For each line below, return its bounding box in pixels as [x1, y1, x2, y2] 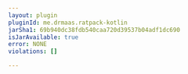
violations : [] [8, 48, 58, 55]
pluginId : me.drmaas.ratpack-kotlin [8, 19, 128, 26]
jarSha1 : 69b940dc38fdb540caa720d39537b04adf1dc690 [8, 26, 180, 33]
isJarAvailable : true [8, 33, 79, 41]
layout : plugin [8, 11, 58, 19]
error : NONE [8, 41, 47, 48]
